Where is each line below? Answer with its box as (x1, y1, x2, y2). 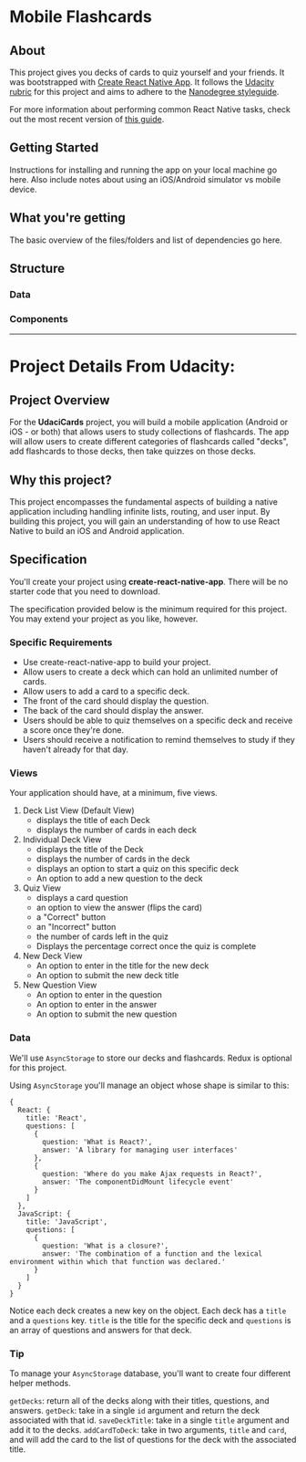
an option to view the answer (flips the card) (36, 902, 203, 914)
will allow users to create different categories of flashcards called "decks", (9, 436, 289, 447)
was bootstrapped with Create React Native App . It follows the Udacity (9, 77, 275, 88)
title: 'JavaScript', (25, 1217, 107, 1227)
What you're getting (9, 210, 126, 225)
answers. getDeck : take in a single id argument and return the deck (9, 1405, 260, 1416)
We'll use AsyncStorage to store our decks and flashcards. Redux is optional (9, 1052, 293, 1063)
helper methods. (9, 1378, 71, 1389)
